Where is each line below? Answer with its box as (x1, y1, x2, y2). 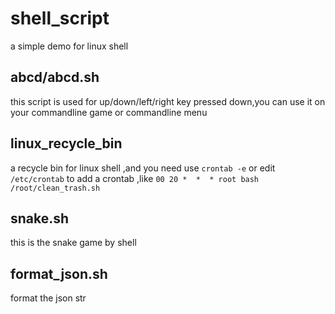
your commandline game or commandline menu (10, 106, 208, 118)
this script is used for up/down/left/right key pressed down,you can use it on (10, 95, 326, 107)
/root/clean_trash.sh (10, 183, 101, 193)
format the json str (10, 292, 87, 304)
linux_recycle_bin (10, 135, 123, 152)
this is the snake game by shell (10, 237, 137, 249)
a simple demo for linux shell (10, 40, 129, 52)
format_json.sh (10, 265, 108, 282)
